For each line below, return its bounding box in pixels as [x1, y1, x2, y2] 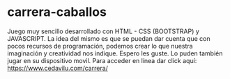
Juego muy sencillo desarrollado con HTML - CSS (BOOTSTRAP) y [7, 27, 200, 35]
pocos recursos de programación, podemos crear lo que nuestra [7, 42, 193, 50]
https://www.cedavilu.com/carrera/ [7, 64, 108, 72]
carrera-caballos [7, 4, 107, 20]
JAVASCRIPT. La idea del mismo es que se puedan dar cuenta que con [7, 34, 210, 42]
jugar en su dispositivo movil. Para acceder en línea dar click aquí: [7, 56, 197, 64]
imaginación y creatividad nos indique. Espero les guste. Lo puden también [7, 49, 223, 58]
